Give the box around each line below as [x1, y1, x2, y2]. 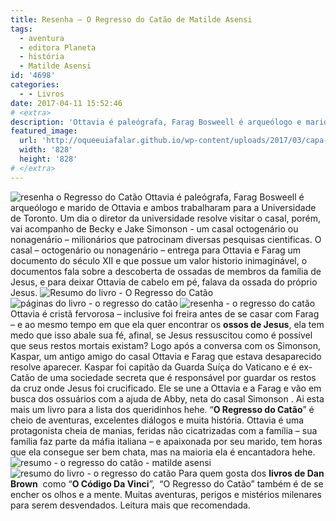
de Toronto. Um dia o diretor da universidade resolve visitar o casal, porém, [10, 212, 321, 224]
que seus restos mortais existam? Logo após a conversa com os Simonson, [10, 339, 321, 351]
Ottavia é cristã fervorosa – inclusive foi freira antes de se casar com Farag [10, 307, 320, 320]
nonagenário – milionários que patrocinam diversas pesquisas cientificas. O [10, 233, 322, 245]
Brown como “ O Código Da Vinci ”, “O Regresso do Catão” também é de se [10, 477, 324, 490]
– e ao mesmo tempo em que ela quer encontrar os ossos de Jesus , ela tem [10, 318, 325, 330]
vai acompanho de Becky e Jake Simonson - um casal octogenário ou [10, 222, 299, 235]
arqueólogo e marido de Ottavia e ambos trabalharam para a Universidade [10, 201, 317, 213]
